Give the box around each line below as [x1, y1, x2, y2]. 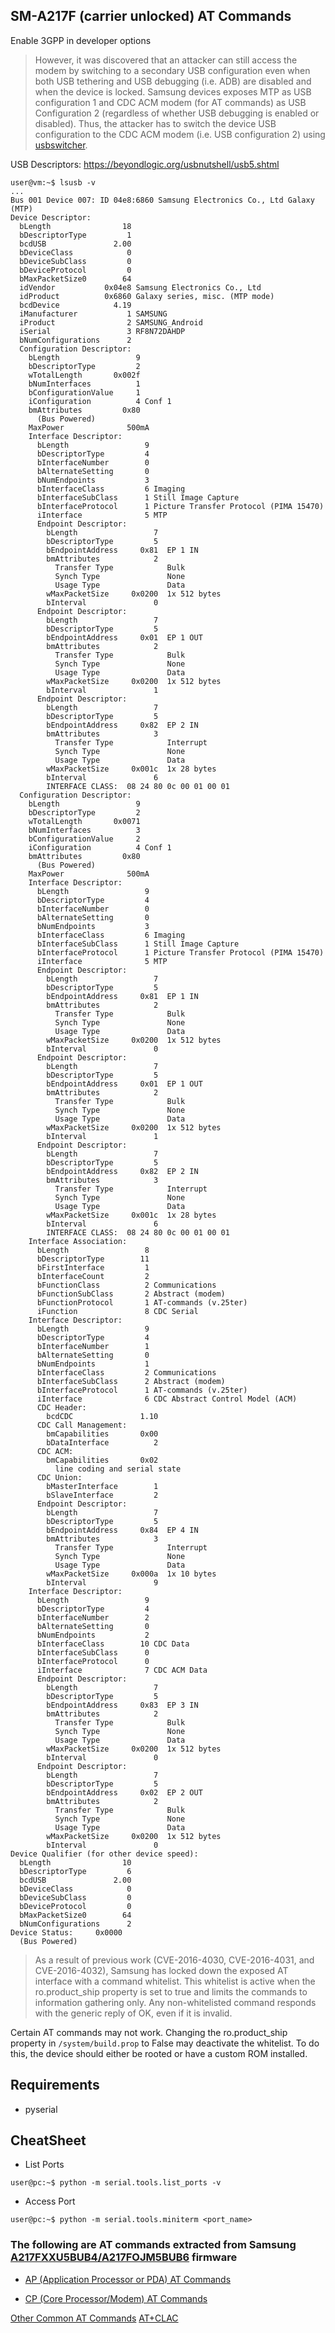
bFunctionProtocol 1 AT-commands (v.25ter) [36, 1297, 248, 1308]
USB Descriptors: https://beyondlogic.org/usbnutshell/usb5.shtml [10, 158, 280, 170]
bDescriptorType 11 [36, 1254, 150, 1264]
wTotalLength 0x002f [28, 370, 141, 380]
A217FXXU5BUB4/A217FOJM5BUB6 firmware [10, 2250, 238, 2264]
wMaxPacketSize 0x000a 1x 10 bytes [46, 1569, 217, 1579]
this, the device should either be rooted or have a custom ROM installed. [10, 2047, 308, 2059]
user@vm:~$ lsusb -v [10, 177, 97, 188]
